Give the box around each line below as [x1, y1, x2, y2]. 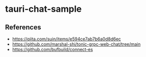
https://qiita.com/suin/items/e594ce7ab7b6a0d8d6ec [12, 36, 121, 42]
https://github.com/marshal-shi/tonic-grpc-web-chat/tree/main [12, 41, 141, 47]
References [5, 23, 41, 31]
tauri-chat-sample [5, 3, 82, 15]
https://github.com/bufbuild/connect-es [12, 47, 93, 52]
